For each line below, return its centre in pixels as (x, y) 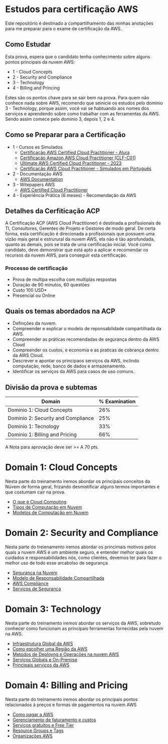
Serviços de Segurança (37, 589)
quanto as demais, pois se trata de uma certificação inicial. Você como (78, 244)
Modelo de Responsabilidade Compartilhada (58, 578)
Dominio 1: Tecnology (34, 426)
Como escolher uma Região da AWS (50, 649)
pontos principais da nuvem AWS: (40, 62)
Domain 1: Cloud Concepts (61, 468)
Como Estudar (28, 45)
